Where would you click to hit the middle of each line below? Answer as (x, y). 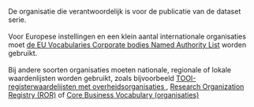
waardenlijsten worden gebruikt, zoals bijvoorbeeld (92, 78)
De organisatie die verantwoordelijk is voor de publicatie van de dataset (125, 11)
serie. (17, 20)
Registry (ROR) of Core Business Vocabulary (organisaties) (104, 95)
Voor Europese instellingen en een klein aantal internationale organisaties (127, 36)
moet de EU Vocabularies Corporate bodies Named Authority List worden (127, 45)
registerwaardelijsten (42, 87)
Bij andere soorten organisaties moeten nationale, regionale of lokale (120, 70)
